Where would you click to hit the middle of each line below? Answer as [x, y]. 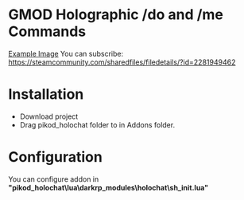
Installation [46, 94]
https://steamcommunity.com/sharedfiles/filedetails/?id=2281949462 [122, 62]
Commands [47, 31]
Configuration [56, 157]
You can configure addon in [54, 179]
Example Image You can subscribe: [66, 53]
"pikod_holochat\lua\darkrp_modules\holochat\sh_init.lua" [108, 187]
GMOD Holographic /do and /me [116, 15]
